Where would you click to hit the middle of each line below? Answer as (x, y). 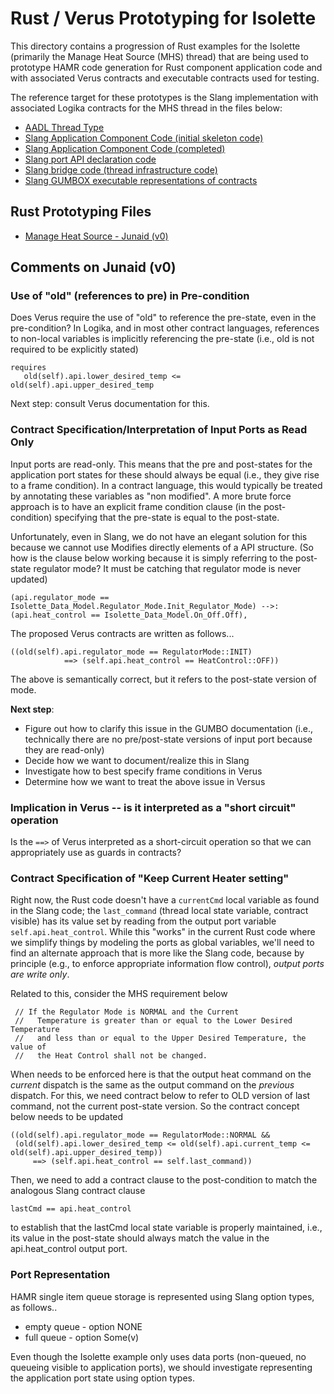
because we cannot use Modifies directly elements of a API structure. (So (162, 547)
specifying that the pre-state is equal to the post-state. (167, 517)
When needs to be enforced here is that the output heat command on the (161, 1074)
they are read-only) (64, 749)
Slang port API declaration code (90, 159)
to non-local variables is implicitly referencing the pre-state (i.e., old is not (162, 339)
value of (28, 1047)
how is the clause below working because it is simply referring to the (152, 558)
